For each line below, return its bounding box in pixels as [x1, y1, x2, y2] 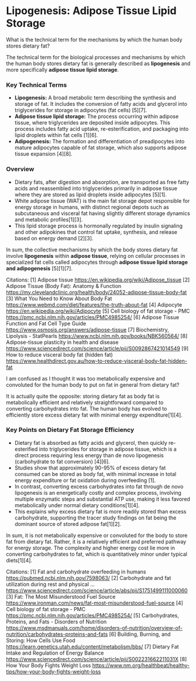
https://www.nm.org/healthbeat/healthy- [92, 662, 190, 669]
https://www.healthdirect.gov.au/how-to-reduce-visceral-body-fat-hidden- [6, 357, 187, 364]
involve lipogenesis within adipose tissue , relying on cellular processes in [6, 252, 185, 259]
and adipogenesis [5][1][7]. [6, 264, 73, 271]
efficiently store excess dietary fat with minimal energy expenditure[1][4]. [6, 411, 183, 418]
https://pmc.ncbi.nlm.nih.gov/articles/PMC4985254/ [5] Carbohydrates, [6, 612, 180, 619]
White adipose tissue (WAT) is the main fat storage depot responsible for [14, 197, 190, 204]
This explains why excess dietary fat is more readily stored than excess [14, 508, 187, 515]
